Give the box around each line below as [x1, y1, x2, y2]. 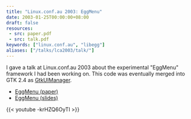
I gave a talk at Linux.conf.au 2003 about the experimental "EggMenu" [6, 64, 179, 71]
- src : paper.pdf [8, 31, 52, 37]
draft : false [6, 20, 39, 26]
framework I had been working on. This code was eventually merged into [6, 70, 186, 77]
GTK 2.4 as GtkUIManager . [6, 76, 72, 83]
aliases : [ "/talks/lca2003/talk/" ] [6, 48, 95, 54]
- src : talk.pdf [8, 36, 49, 42]
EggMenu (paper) [14, 87, 58, 95]
